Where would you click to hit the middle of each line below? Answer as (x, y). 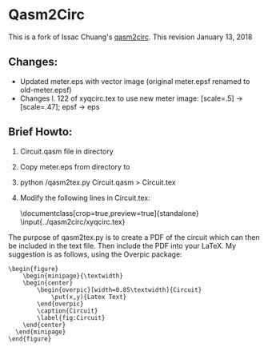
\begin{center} (48, 283)
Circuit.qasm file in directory (66, 151)
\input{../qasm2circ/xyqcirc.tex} (72, 221)
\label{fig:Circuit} (71, 317)
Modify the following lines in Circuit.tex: (85, 197)
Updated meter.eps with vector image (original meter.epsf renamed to (135, 81)
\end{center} (44, 325)
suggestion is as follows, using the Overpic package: (95, 254)
